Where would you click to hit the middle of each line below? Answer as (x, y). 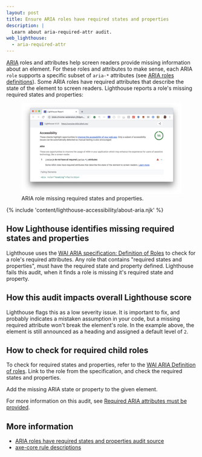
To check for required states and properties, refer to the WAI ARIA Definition (101, 365)
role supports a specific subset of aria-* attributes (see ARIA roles (90, 75)
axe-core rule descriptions (48, 447)
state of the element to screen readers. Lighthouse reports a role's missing (99, 88)
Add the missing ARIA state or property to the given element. (82, 389)
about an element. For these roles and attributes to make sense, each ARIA (99, 69)
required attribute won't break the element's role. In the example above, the (100, 325)
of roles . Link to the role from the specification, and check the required (94, 371)
